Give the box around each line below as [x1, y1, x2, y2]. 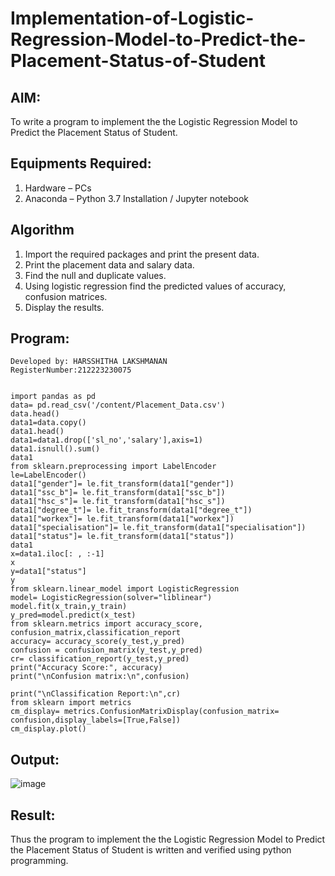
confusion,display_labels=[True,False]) [10, 715, 182, 726]
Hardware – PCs [24, 182, 92, 194]
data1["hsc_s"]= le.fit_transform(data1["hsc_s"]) [10, 497, 226, 507]
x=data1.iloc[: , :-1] [10, 549, 105, 559]
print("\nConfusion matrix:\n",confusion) [10, 672, 190, 682]
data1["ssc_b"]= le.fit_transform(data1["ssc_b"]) [10, 488, 226, 498]
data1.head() [10, 427, 65, 437]
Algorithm [10, 222, 75, 239]
